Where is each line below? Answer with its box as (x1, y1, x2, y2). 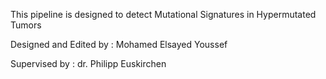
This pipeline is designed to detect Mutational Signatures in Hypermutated (10, 9, 317, 20)
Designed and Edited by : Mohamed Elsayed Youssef (10, 39, 228, 50)
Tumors (10, 19, 42, 31)
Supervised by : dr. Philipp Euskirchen (10, 58, 167, 69)
